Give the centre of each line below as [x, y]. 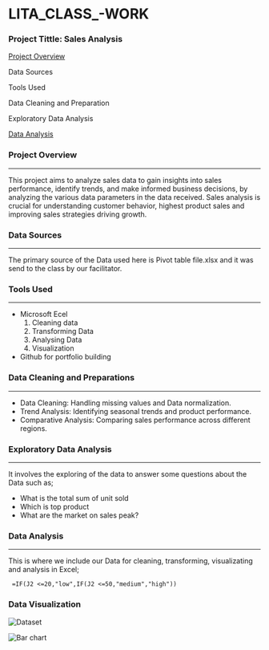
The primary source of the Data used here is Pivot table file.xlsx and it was [131, 260]
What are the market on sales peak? [79, 515]
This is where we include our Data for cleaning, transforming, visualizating [131, 561]
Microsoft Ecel [44, 315]
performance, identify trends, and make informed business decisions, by [128, 189]
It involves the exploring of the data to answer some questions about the [128, 473]
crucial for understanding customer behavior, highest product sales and [126, 205]
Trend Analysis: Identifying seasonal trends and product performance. [136, 411]
